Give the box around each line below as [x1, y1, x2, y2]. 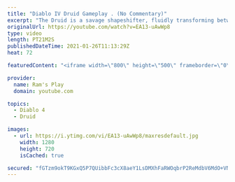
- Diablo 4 [13, 106, 45, 114]
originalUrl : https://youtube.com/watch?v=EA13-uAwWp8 [7, 23, 171, 30]
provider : [7, 74, 36, 81]
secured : [7, 164, 33, 171]
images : [7, 126, 30, 133]
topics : [7, 100, 30, 107]
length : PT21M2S [7, 36, 55, 43]
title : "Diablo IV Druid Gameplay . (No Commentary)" [7, 10, 168, 17]
